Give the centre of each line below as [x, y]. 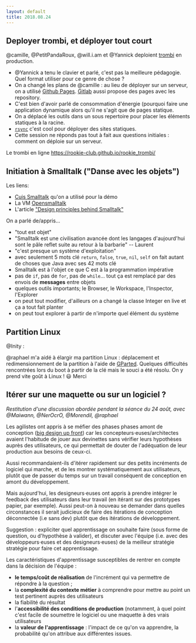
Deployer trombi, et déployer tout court [79, 41]
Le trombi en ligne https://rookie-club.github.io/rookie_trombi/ [81, 153]
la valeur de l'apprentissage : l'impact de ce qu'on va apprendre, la [97, 627]
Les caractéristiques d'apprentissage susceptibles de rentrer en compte [93, 559]
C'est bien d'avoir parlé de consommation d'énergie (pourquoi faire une [101, 104]
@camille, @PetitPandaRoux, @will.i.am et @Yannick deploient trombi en [94, 55]
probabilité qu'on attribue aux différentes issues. [73, 634]
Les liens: [18, 185]
